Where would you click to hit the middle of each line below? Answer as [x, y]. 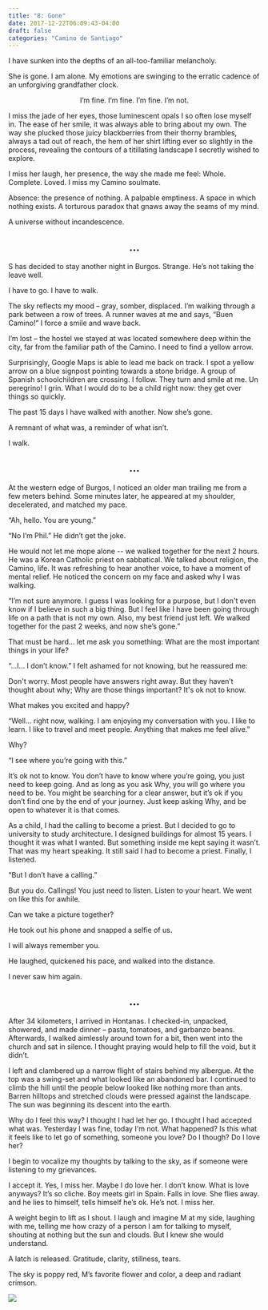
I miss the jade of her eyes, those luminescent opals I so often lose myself [130, 116]
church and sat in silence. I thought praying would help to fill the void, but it [132, 1047]
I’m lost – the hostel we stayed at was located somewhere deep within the [130, 339]
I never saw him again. [45, 976]
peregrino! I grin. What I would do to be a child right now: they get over [125, 388]
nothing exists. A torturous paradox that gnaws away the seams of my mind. [134, 207]
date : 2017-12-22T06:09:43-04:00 [64, 23]
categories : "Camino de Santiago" [66, 38]
